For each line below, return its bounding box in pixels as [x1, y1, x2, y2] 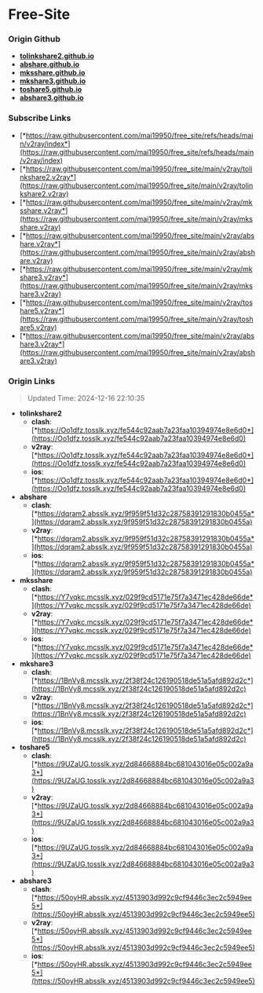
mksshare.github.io [19, 68, 86, 78]
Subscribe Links [8, 112, 71, 123]
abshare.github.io [19, 60, 80, 69]
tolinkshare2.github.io [19, 51, 94, 60]
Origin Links [8, 376, 56, 387]
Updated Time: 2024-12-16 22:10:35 [27, 394, 145, 403]
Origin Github [8, 34, 61, 45]
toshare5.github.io [19, 85, 82, 94]
